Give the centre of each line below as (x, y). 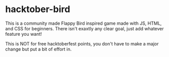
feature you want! (24, 34)
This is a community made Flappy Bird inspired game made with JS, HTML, (83, 23)
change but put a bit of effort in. (38, 49)
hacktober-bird (38, 9)
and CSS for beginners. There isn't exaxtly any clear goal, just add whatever (85, 28)
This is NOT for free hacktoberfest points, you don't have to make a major (82, 43)
